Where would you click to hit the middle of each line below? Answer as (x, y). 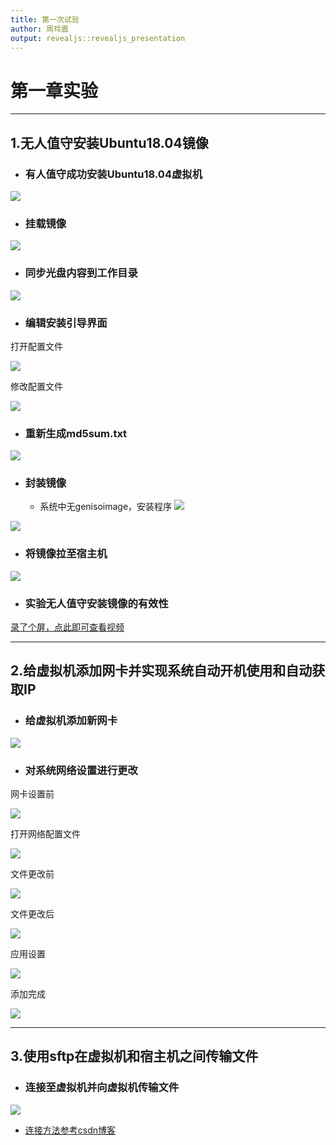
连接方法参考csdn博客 (70, 1130)
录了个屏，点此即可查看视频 (67, 627)
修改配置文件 (36, 386)
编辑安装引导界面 (66, 323)
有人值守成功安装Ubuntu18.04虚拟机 (113, 174)
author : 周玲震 (39, 29)
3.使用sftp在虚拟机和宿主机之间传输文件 (134, 1056)
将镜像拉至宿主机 (66, 554)
